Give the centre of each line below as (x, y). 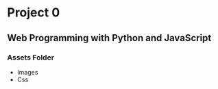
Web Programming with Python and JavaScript (109, 38)
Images (27, 72)
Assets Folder (31, 58)
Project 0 (34, 13)
